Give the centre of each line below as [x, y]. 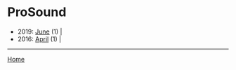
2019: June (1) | [40, 31]
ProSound [37, 12]
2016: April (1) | [39, 38]
